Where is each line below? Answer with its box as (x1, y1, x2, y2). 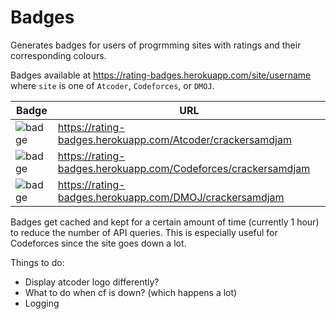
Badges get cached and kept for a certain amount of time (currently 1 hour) (10, 216, 320, 228)
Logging (24, 297, 60, 309)
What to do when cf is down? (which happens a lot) (24, 286, 238, 298)
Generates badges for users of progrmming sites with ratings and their (10, 39, 302, 51)
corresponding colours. (10, 49, 107, 61)
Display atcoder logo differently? (24, 276, 160, 288)
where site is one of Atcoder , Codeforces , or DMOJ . (10, 79, 215, 91)
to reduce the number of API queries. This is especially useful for (10, 226, 278, 238)
